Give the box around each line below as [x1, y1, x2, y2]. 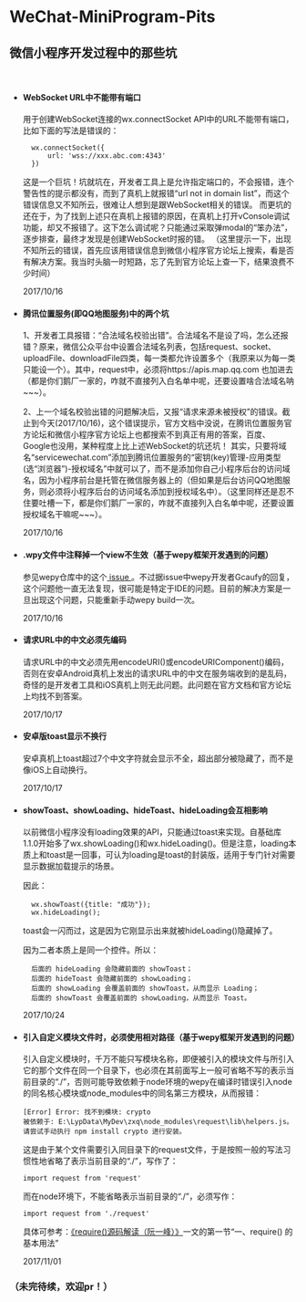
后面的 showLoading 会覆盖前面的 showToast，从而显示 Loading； [31, 984, 260, 994]
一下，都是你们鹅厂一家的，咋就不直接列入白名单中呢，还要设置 [54, 497, 294, 508]
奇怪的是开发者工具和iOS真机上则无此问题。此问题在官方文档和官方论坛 [22, 679, 291, 690]
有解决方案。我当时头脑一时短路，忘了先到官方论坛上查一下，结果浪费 [22, 256, 287, 267]
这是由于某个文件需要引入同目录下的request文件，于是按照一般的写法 [22, 1144, 283, 1155]
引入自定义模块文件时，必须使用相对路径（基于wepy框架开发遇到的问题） [22, 1031, 300, 1042]
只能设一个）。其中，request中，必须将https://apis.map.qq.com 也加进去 [22, 364, 294, 375]
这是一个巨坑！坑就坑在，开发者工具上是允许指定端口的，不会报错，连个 [22, 176, 294, 188]
